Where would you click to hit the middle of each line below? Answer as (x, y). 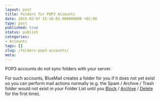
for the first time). (23, 94)
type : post (16, 23)
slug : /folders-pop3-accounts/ (37, 50)
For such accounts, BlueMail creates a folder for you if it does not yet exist (80, 78)
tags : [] (14, 46)
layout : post (18, 10)
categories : (17, 37)
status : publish (22, 32)
